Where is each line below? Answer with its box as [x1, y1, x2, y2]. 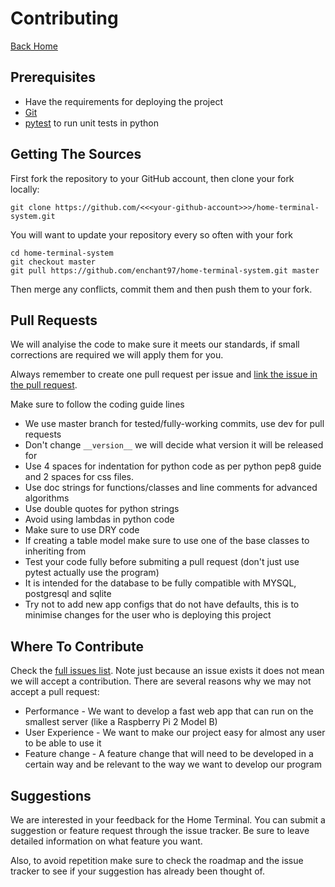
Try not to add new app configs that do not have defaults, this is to [24, 598, 300, 611]
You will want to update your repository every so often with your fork [10, 228, 293, 241]
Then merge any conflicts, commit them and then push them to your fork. [10, 283, 313, 295]
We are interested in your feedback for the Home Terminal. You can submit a [10, 814, 326, 826]
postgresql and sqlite [24, 588, 112, 600]
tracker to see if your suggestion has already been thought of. [10, 865, 266, 877]
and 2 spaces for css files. [24, 471, 134, 483]
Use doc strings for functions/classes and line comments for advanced [24, 482, 318, 494]
